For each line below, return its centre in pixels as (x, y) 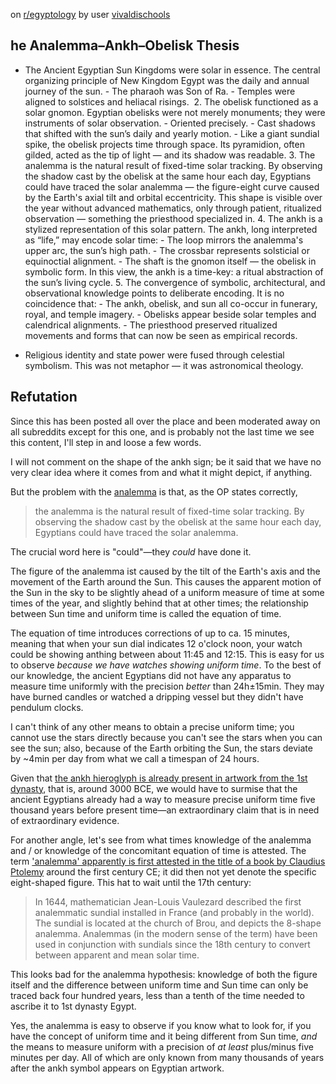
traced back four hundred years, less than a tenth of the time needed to (157, 995)
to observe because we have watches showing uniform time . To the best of (166, 665)
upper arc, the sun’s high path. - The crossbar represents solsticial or (167, 250)
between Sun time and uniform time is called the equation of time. (146, 613)
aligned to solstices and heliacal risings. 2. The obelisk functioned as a (171, 101)
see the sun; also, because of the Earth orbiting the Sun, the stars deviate (161, 748)
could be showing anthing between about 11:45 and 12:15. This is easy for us (167, 654)
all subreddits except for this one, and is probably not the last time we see (162, 431)
